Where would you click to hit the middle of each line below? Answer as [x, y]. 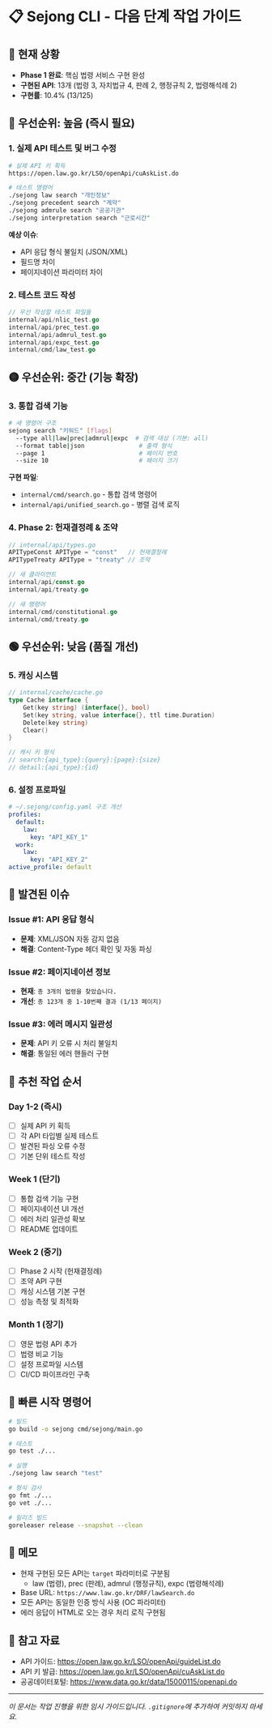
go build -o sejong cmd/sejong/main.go [76, 1429]
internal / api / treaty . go [49, 589]
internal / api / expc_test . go [54, 342]
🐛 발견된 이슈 [39, 895]
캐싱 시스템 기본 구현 [53, 1291]
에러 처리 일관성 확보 [53, 1218]
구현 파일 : [23, 477]
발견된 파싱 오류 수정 [53, 1146]
